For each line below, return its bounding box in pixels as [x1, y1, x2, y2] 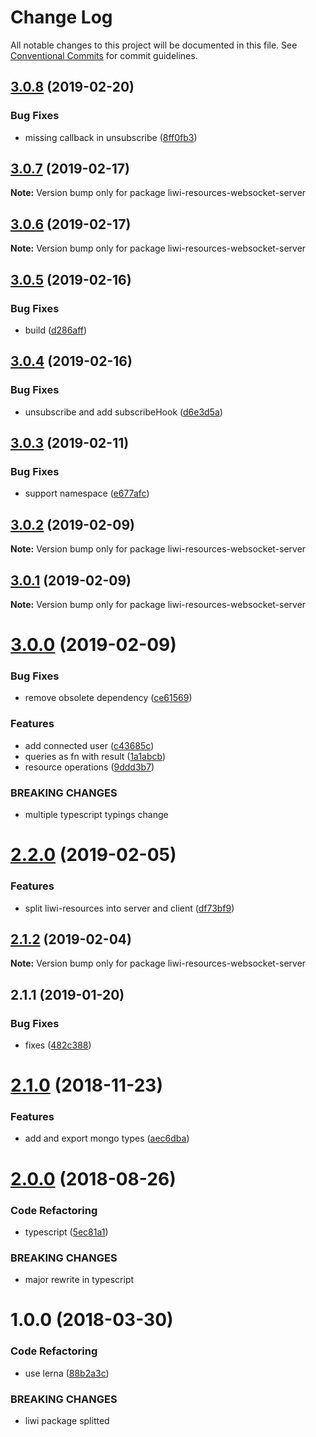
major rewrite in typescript [24, 1274, 135, 1286]
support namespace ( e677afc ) [24, 487, 150, 500]
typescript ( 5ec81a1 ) [24, 1226, 109, 1238]
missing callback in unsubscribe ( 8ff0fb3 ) [24, 131, 198, 143]
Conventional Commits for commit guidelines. [10, 49, 198, 61]
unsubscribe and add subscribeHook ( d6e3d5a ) [24, 406, 223, 418]
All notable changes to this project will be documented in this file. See [10, 39, 298, 51]
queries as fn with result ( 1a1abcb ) [24, 750, 167, 762]
